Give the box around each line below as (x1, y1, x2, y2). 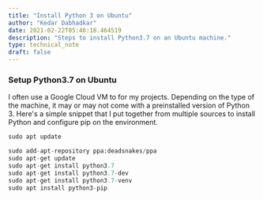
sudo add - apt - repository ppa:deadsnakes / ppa (8, 147, 157, 155)
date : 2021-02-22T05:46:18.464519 (8, 26, 122, 34)
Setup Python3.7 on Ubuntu (8, 74, 117, 85)
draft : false (8, 48, 51, 56)
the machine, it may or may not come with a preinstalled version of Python (8, 100, 250, 111)
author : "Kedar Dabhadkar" (8, 19, 97, 27)
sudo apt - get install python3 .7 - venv (8, 176, 133, 184)
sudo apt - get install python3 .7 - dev (8, 169, 129, 177)
